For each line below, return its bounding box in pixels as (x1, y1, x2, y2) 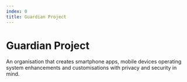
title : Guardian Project (6, 14, 67, 20)
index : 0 (6, 8, 27, 15)
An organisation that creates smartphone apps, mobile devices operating (6, 58, 182, 65)
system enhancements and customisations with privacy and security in (6, 65, 177, 72)
